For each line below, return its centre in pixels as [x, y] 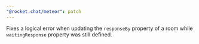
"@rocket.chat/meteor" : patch [44, 11]
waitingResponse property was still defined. [59, 34]
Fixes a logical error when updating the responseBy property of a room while [99, 28]
